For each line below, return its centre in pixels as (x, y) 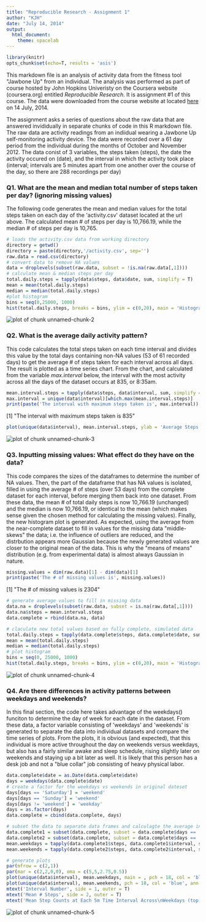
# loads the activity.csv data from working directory (78, 240)
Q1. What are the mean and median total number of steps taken (102, 187)
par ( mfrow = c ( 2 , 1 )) (33, 866)
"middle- (176, 528)
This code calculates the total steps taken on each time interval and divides (101, 349)
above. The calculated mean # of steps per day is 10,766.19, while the (94, 222)
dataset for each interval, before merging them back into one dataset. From (101, 496)
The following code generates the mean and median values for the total (97, 209)
